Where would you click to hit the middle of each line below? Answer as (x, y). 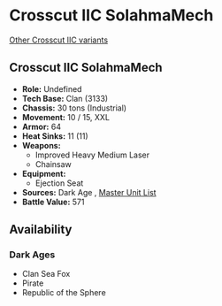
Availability (41, 229)
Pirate (33, 283)
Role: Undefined (52, 88)
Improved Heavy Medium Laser (92, 155)
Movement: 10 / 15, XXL (66, 117)
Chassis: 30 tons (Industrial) (74, 108)
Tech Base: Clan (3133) (65, 98)
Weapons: (41, 145)
